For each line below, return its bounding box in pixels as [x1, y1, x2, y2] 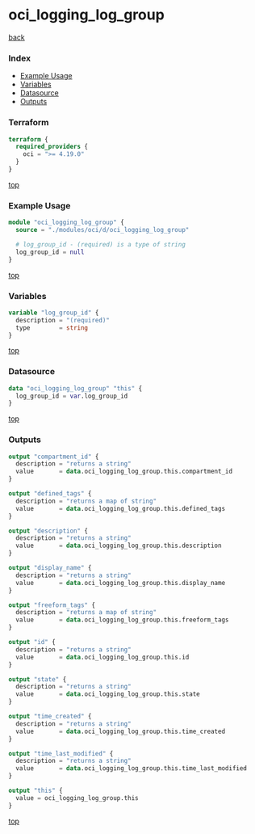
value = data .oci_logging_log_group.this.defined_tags [15, 504, 226, 512]
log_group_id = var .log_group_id [15, 392, 128, 400]
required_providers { [15, 143, 89, 151]
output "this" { [8, 786, 63, 795]
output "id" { [8, 638, 56, 647]
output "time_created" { [8, 713, 92, 721]
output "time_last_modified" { [8, 749, 114, 757]
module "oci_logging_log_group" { [8, 218, 125, 227]
